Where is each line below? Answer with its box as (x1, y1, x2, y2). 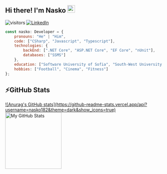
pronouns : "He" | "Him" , (14, 34, 66, 39)
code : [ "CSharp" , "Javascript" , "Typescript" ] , (14, 39, 115, 44)
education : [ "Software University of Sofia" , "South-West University (14, 62, 162, 67)
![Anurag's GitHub (5, 101, 42, 108)
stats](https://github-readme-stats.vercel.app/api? (43, 101, 147, 108)
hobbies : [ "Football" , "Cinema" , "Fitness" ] (14, 66, 108, 72)
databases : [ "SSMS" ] (23, 53, 66, 58)
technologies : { (14, 43, 48, 48)
